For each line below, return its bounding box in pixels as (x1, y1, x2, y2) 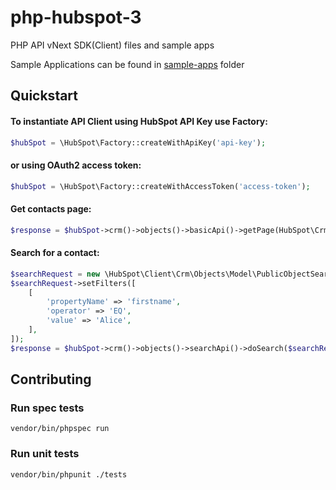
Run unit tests (10, 447, 80, 461)
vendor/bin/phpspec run (10, 424, 110, 434)
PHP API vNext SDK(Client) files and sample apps (10, 39, 215, 51)
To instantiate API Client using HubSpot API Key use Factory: (10, 115, 268, 127)
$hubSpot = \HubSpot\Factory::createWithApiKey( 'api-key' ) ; (10, 137, 267, 148)
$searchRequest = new (10, 269, 101, 279)
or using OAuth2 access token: (10, 159, 142, 171)
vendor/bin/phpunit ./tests (10, 469, 128, 480)
